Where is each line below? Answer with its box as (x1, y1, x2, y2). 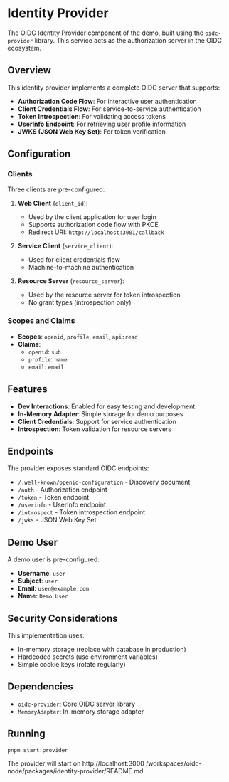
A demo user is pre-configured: (7, 555, 100, 564)
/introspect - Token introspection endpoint (17, 508, 146, 517)
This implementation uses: (7, 631, 85, 640)
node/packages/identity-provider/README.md (7, 767, 144, 776)
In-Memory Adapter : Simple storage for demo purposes (17, 409, 183, 418)
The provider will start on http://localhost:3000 (7, 759, 144, 768)
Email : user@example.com (17, 584, 90, 593)
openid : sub (28, 347, 62, 356)
